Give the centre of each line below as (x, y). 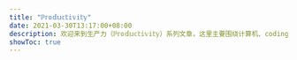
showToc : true (35, 42)
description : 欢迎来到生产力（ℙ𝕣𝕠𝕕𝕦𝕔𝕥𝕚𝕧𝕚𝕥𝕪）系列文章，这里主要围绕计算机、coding (149, 34)
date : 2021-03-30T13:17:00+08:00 (71, 26)
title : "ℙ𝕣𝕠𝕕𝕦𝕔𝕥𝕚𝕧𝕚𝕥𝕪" (50, 17)
